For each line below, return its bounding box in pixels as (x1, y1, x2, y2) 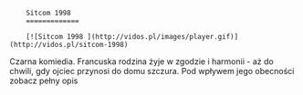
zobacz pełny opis (9, 75, 78, 86)
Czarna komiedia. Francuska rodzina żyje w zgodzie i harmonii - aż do (9, 56, 274, 67)
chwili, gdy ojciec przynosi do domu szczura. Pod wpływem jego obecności (9, 66, 295, 76)
